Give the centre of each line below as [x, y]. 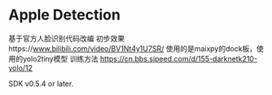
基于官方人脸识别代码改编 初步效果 [66, 38]
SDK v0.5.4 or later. [41, 84]
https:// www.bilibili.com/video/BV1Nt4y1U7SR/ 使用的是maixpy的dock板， [133, 48]
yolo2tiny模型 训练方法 [61, 58]
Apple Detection [64, 15]
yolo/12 [21, 67]
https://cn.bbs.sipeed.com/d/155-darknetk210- [179, 58]
